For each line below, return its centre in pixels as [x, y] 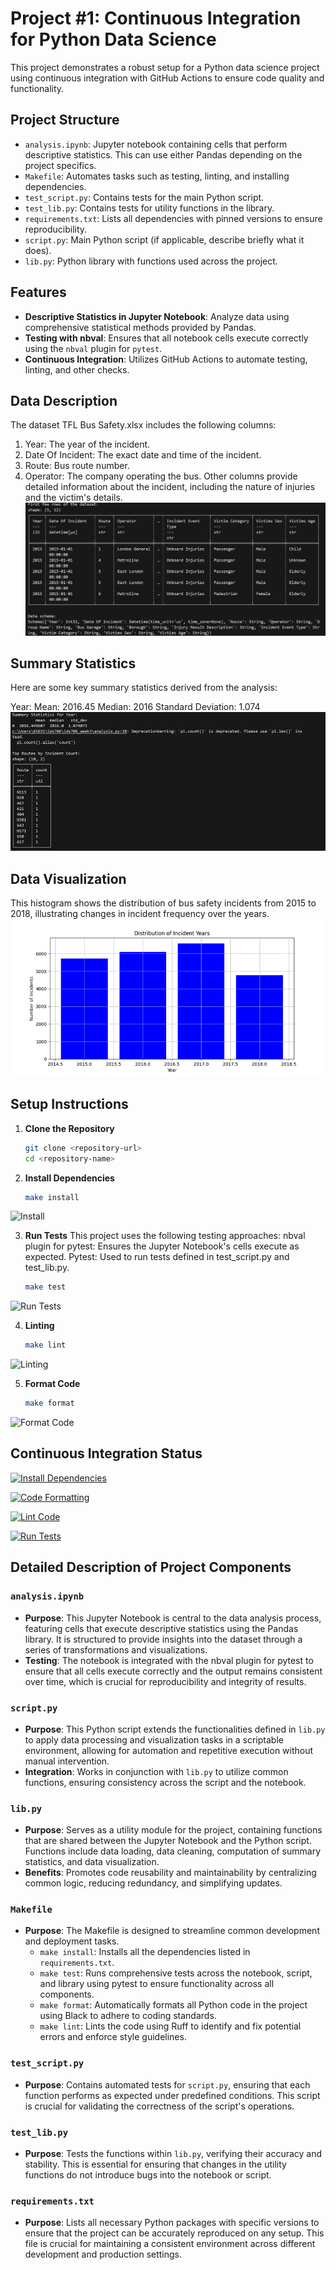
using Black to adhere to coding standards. [128, 2016]
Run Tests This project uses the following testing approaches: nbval [165, 1236]
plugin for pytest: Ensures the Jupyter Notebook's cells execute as [162, 1246]
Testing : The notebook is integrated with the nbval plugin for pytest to [169, 1660]
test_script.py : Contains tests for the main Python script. [144, 197]
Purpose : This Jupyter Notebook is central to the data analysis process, [173, 1618]
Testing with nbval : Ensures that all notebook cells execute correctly [166, 338]
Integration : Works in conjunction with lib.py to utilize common [156, 1771]
